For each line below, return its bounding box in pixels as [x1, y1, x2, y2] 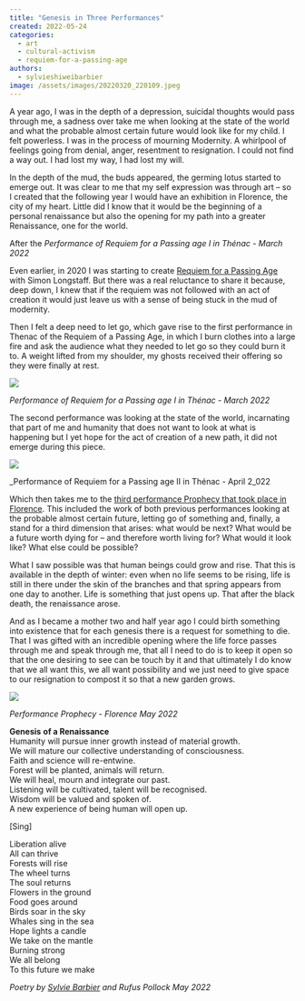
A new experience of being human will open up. [9, 803, 188, 814]
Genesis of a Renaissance [9, 726, 110, 736]
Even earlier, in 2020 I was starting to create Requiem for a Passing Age [9, 265, 279, 275]
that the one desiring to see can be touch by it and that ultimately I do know [9, 654, 292, 665]
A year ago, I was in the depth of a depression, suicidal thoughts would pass [9, 105, 295, 116]
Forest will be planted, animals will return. [9, 765, 165, 776]
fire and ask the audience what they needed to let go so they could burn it [9, 340, 286, 351]
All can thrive [9, 847, 59, 859]
